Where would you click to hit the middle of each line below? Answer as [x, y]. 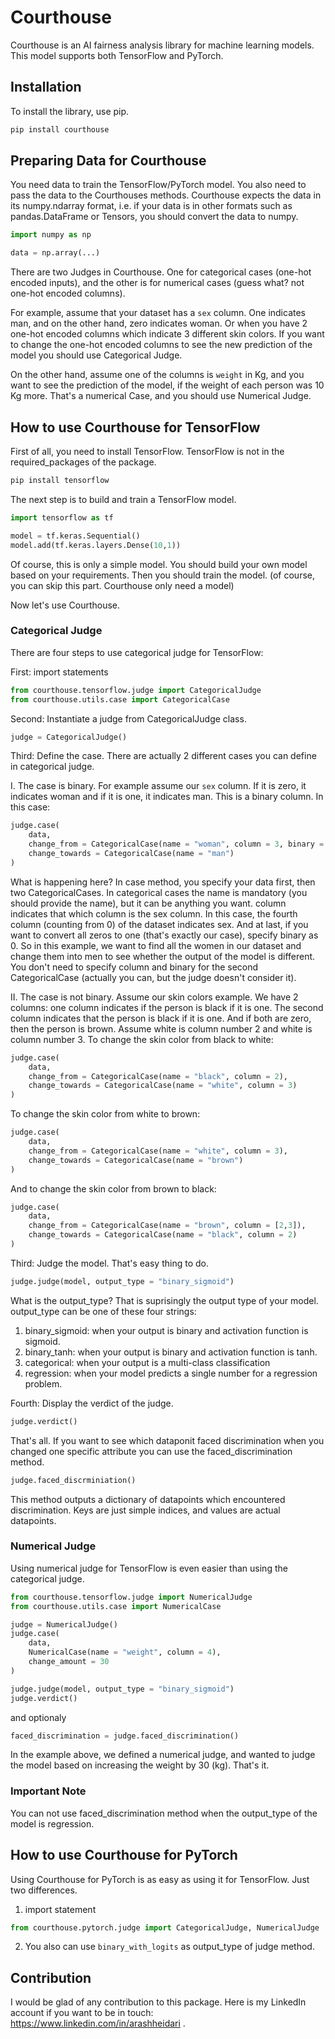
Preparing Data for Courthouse [108, 161]
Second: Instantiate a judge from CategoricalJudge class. [128, 718]
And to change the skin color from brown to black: [113, 1188]
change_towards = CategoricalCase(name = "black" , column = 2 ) [163, 1235]
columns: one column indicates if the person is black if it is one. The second [167, 1007]
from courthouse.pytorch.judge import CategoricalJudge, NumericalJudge [165, 1927]
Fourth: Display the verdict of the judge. [92, 1403]
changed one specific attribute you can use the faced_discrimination [151, 1451]
